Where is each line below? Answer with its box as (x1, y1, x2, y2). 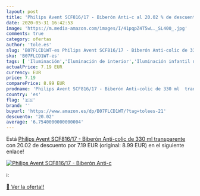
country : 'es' (6, 91, 42, 97)
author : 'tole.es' (6, 42, 52, 48)
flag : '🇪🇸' (6, 97, 36, 103)
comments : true (6, 31, 44, 37)
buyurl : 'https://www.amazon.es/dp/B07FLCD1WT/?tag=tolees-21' (6, 108, 167, 114)
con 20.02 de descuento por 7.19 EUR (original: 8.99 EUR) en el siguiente (6, 142, 185, 149)
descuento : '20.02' (6, 113, 55, 119)
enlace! (6, 148, 24, 155)
